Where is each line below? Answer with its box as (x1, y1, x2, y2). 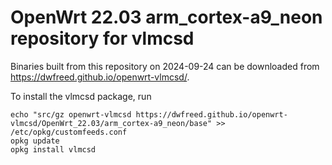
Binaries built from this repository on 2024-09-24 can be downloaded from (10, 60, 320, 72)
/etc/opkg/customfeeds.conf (10, 127, 128, 137)
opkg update (10, 136, 60, 146)
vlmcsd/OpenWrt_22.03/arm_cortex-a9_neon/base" (10, 118, 213, 128)
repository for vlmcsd (10, 27, 195, 50)
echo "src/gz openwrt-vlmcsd (10, 109, 132, 120)
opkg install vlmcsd (10, 144, 97, 155)
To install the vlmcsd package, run (10, 90, 152, 102)
